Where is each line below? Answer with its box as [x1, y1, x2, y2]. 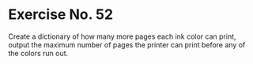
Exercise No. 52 [8, 6, 113, 24]
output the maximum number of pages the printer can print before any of [8, 40, 246, 49]
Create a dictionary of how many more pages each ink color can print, [8, 32, 236, 41]
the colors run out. [8, 48, 69, 58]
